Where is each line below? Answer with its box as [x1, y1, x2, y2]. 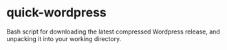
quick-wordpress [6, 5, 107, 21]
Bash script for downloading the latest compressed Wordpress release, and [6, 27, 221, 36]
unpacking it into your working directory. [6, 34, 122, 42]
